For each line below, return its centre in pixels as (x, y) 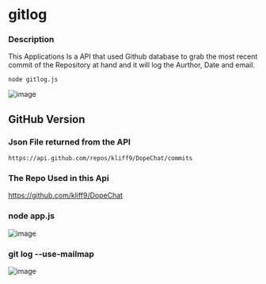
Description (31, 40)
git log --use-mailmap (51, 254)
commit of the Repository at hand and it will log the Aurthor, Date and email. (132, 65)
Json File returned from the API (69, 142)
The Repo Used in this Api (59, 178)
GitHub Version (47, 119)
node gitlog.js (33, 80)
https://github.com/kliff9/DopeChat (66, 195)
